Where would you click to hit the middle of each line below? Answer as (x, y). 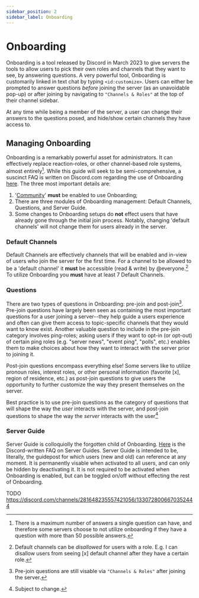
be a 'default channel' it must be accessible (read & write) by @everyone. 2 (97, 268)
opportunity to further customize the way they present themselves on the (95, 384)
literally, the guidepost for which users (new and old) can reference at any (96, 456)
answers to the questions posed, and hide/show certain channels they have (98, 118)
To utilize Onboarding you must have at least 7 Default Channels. (85, 274)
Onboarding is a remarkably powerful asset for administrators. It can (89, 157)
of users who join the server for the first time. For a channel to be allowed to (99, 261)
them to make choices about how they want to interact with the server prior (98, 348)
